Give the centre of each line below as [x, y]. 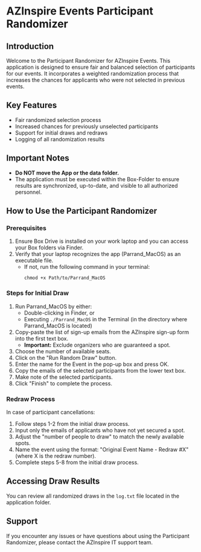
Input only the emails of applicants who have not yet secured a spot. [100, 430]
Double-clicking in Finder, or [59, 313]
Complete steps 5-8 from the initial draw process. [77, 462]
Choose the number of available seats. [63, 351]
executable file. [34, 260]
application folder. [29, 502]
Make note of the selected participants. [64, 377]
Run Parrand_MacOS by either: [53, 306]
